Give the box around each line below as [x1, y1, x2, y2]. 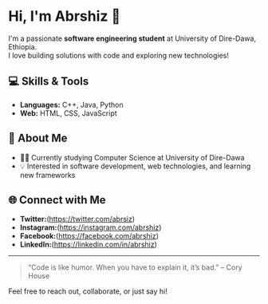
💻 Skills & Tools [8, 75, 89, 89]
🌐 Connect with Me [8, 193, 106, 207]
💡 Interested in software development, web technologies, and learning [19, 161, 251, 171]
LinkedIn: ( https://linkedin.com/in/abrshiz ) [19, 239, 158, 250]
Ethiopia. [8, 41, 37, 51]
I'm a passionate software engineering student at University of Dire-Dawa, [8, 34, 257, 43]
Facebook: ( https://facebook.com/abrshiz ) [19, 231, 160, 241]
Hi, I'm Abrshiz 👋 [8, 7, 121, 26]
